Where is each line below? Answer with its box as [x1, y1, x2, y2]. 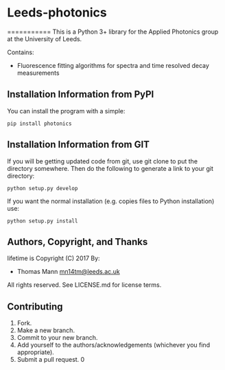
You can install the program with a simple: [7, 106, 126, 115]
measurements [16, 69, 60, 77]
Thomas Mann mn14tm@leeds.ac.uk [16, 268, 120, 276]
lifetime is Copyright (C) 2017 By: [7, 254, 101, 262]
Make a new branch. [16, 326, 75, 334]
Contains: [7, 48, 34, 56]
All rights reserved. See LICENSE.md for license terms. [7, 281, 162, 289]
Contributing [7, 301, 63, 312]
